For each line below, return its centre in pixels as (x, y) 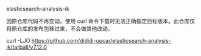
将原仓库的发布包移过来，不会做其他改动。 (60, 29)
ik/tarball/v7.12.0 (27, 47)
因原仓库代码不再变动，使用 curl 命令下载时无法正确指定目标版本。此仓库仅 (101, 21)
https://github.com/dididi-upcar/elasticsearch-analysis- (101, 41)
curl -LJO (18, 41)
